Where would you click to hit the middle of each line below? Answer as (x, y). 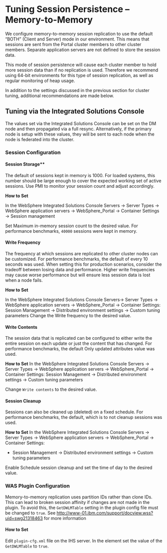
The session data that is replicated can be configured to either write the (79, 338)
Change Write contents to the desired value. (51, 389)
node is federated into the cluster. (40, 139)
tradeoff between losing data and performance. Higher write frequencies (80, 270)
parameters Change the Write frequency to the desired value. (68, 316)
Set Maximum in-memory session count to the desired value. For (72, 226)
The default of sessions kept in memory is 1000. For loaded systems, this (80, 175)
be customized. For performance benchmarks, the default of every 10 (77, 259)
